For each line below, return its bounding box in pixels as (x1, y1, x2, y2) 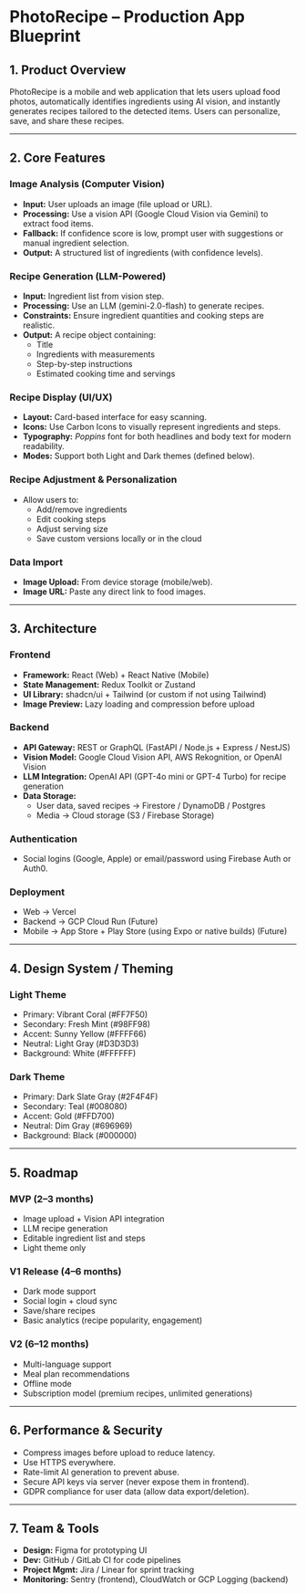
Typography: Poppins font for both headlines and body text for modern (22, 431, 291, 442)
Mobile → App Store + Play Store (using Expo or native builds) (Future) (22, 926, 288, 937)
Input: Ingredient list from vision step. (22, 290, 165, 301)
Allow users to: (22, 494, 79, 505)
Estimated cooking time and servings (36, 368, 176, 379)
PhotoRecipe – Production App (9, 6, 246, 27)
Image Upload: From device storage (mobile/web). (22, 576, 213, 587)
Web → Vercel (22, 907, 76, 918)
